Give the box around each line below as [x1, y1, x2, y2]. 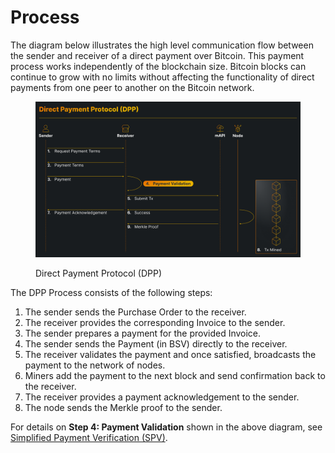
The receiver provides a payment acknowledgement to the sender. [24, 391, 300, 403]
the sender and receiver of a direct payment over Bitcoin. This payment [10, 49, 305, 61]
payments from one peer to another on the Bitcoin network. [10, 81, 255, 93]
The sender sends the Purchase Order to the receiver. [24, 306, 247, 318]
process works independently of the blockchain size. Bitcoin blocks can [10, 60, 307, 72]
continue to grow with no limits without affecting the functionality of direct [10, 71, 315, 83]
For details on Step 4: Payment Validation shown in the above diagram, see [10, 421, 323, 433]
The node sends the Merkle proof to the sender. [24, 402, 223, 414]
